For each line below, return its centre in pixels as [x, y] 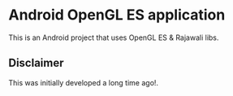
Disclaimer [36, 63]
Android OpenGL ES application [117, 15]
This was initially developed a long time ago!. [84, 82]
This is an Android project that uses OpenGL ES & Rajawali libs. [114, 37]
